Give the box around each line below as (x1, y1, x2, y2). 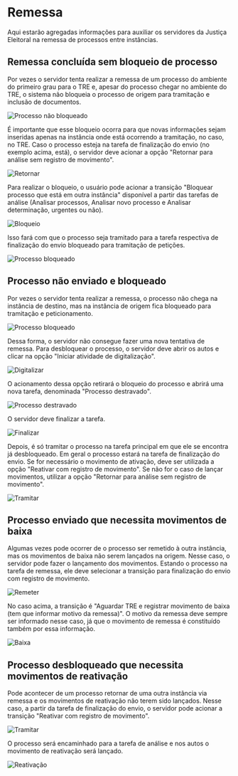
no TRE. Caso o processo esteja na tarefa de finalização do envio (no (7, 140, 210, 149)
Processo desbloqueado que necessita (7, 659, 183, 671)
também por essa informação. (7, 624, 96, 633)
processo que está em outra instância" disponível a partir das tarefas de (7, 190, 219, 199)
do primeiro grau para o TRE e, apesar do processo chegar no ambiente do (7, 83, 227, 91)
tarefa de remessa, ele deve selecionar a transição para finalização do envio (7, 567, 231, 575)
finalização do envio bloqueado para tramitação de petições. (7, 240, 185, 249)
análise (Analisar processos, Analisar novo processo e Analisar (7, 198, 191, 206)
